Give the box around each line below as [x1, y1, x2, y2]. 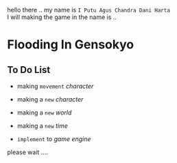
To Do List [7, 64, 51, 76]
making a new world [16, 108, 72, 117]
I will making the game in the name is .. [7, 13, 117, 21]
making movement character [16, 82, 94, 90]
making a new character [16, 95, 84, 103]
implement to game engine [16, 135, 91, 143]
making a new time [16, 122, 69, 130]
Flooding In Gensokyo [7, 37, 134, 53]
